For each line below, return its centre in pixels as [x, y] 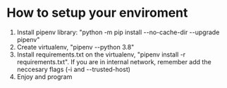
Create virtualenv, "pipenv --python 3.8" [75, 47]
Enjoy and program [44, 76]
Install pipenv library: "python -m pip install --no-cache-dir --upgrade [118, 32]
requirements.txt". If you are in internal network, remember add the [114, 61]
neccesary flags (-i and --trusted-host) [74, 69]
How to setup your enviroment [97, 13]
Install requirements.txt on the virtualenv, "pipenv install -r [101, 54]
